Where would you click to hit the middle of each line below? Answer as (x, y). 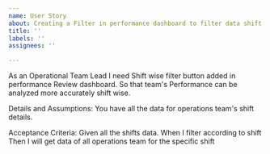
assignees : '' (32, 46)
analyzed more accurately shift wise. (70, 93)
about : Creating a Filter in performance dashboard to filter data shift (135, 23)
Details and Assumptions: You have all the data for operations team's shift (131, 109)
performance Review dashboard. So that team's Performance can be (123, 85)
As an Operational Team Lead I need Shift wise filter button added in (122, 76)
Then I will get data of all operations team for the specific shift (112, 141)
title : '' (25, 31)
